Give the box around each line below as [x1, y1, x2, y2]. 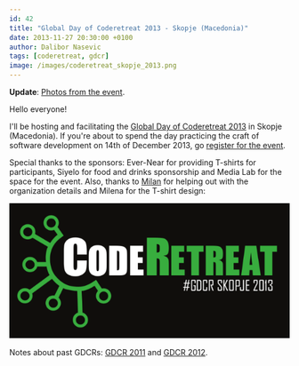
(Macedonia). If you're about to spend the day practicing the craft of [9, 131, 260, 141]
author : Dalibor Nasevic [9, 43, 101, 52]
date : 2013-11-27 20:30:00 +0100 [9, 33, 133, 42]
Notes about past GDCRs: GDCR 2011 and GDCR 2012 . [9, 347, 208, 358]
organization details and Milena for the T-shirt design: [9, 186, 206, 195]
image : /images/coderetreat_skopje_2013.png [9, 61, 177, 70]
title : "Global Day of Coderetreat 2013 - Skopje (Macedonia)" [9, 23, 249, 33]
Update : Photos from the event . [9, 87, 125, 97]
